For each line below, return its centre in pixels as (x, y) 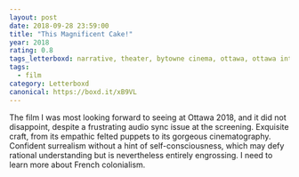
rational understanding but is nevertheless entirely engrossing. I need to (141, 155)
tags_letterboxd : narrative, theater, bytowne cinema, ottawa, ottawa (143, 59)
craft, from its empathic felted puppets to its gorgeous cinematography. (140, 136)
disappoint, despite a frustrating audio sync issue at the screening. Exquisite (149, 126)
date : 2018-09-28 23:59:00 (59, 26)
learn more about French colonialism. (77, 165)
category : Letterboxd (49, 84)
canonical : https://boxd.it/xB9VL (73, 92)
